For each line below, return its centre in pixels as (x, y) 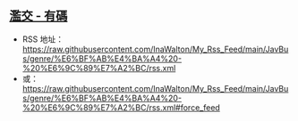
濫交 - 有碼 (38, 16)
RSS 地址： (43, 39)
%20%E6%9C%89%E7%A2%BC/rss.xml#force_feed (121, 107)
